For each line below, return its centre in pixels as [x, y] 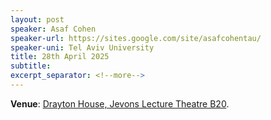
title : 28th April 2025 [60, 57]
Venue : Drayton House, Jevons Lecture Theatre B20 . [120, 103]
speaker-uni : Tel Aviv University [82, 47]
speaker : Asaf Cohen [53, 29]
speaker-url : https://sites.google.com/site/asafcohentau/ [136, 38]
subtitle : [31, 66]
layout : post [37, 19]
